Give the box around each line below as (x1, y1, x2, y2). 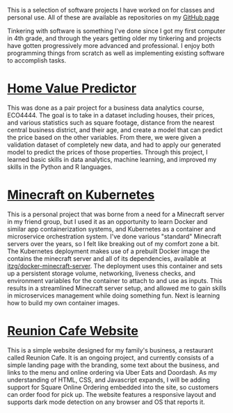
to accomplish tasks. (7, 56, 67, 65)
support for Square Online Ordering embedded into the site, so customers (7, 382, 219, 391)
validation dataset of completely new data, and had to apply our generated (7, 140, 221, 149)
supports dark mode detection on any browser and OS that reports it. (7, 398, 205, 406)
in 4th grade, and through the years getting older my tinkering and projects (7, 34, 222, 42)
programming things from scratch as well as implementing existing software (7, 49, 225, 57)
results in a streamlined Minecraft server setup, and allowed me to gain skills (7, 284, 227, 292)
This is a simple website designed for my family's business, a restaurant (7, 346, 214, 354)
